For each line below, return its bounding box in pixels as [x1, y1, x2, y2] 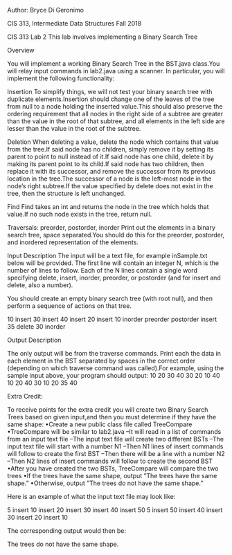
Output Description [7, 336, 62, 344]
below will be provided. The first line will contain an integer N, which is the [7, 259, 220, 267]
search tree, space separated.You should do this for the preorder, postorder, [7, 231, 225, 239]
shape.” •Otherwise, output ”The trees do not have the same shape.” [7, 479, 204, 487]
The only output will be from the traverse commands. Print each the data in [7, 349, 222, 357]
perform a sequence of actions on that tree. [7, 302, 132, 310]
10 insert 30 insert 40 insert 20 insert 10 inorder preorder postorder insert [7, 315, 217, 323]
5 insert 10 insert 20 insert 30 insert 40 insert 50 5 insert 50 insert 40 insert [7, 506, 223, 514]
